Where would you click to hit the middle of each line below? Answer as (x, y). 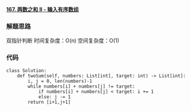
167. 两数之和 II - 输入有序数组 (43, 9)
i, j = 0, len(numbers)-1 (60, 81)
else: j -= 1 (54, 97)
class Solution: (26, 70)
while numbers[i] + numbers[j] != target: (81, 86)
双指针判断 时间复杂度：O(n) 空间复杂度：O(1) (63, 41)
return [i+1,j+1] (49, 102)
